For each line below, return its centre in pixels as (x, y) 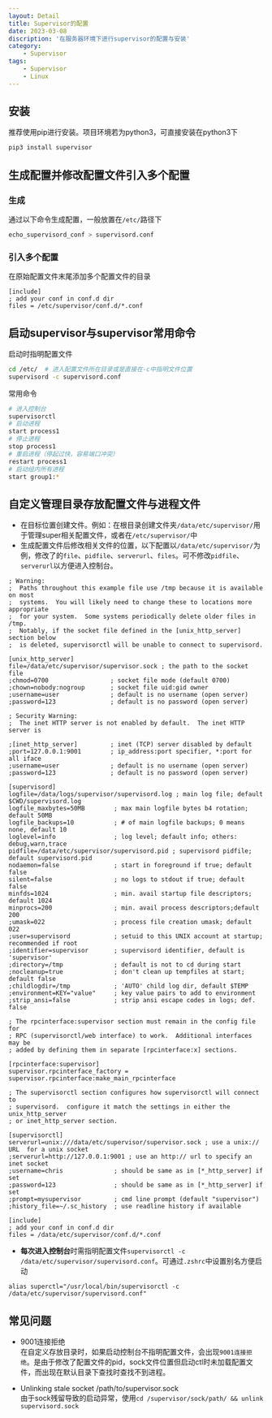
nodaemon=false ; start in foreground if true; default (130, 866)
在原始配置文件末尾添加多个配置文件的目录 (80, 276)
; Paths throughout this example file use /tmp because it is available (136, 588)
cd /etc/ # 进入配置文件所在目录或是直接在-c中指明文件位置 (100, 369)
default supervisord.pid (50, 858)
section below (32, 638)
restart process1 (38, 461)
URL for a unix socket (49, 1150)
